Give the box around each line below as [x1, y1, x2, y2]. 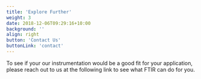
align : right [6, 32, 39, 38]
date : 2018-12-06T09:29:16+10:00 [6, 20, 91, 26]
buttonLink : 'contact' [6, 43, 64, 49]
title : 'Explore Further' [6, 9, 72, 15]
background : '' [6, 26, 45, 32]
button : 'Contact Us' [6, 37, 61, 43]
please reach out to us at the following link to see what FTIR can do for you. [6, 66, 196, 73]
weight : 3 [6, 15, 32, 21]
